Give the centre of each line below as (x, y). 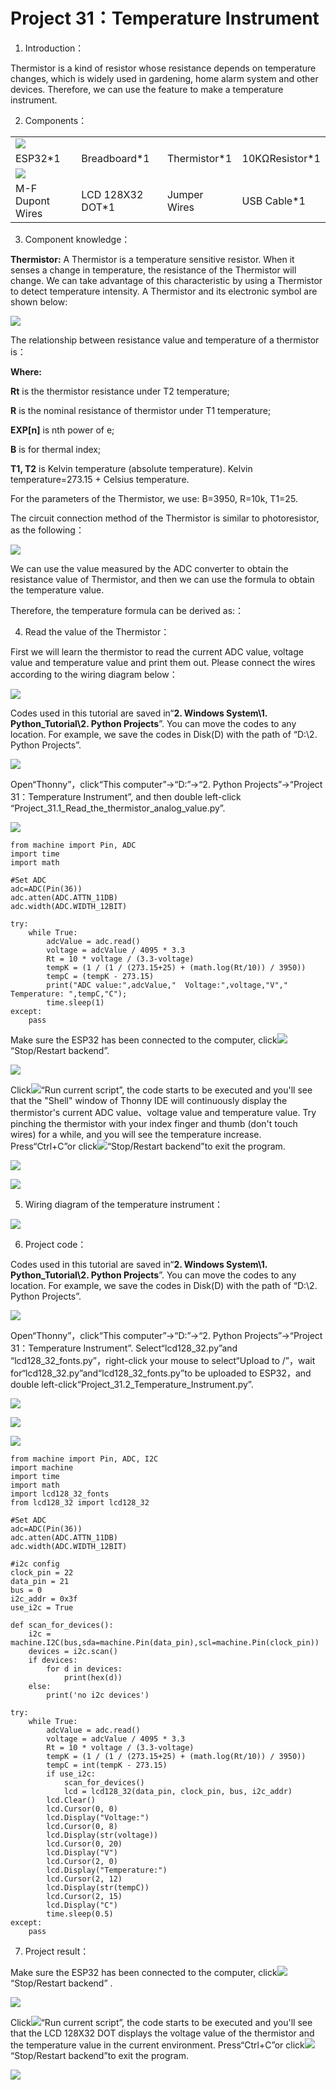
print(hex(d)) (93, 1677)
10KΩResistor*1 (281, 158)
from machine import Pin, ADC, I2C (84, 1459)
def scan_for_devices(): (62, 1625)
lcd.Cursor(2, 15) (84, 1896)
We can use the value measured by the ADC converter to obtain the (149, 568)
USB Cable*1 (273, 201)
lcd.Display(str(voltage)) (102, 1835)
